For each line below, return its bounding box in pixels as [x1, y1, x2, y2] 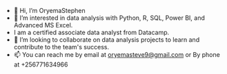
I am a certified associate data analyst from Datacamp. [13, 28, 170, 36]
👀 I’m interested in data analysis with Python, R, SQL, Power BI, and [13, 14, 206, 22]
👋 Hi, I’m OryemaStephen [13, 7, 86, 14]
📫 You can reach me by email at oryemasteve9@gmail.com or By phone [13, 51, 221, 58]
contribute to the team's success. [13, 43, 109, 51]
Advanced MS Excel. [13, 21, 73, 29]
